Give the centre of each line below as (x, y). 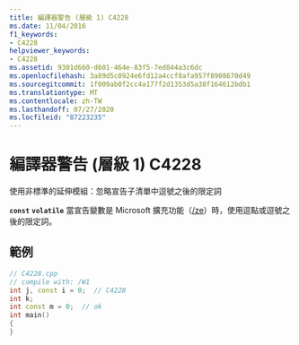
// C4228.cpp (34, 273)
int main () (30, 315)
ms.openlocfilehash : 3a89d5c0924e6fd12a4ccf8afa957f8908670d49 (130, 76)
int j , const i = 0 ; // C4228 (68, 290)
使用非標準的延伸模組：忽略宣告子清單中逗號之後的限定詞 (115, 191)
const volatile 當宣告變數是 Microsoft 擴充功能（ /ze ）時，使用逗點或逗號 (146, 211)
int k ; (22, 298)
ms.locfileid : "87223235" (57, 117)
